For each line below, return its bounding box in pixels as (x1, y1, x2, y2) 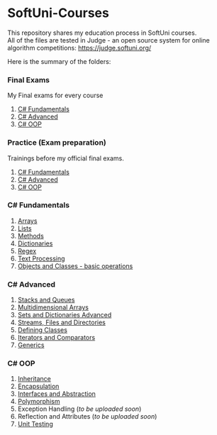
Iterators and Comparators (17, 334, 96, 342)
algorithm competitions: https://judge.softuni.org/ (7, 43, 152, 52)
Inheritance (17, 375, 52, 383)
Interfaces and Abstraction (17, 390, 96, 398)
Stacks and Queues (17, 296, 75, 304)
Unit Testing (17, 420, 53, 429)
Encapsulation (17, 382, 60, 391)
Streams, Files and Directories (17, 318, 106, 327)
